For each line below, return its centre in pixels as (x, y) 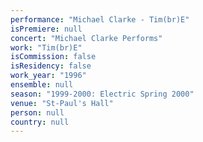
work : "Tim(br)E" (46, 47)
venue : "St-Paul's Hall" (62, 103)
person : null (37, 112)
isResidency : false (51, 66)
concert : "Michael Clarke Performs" (86, 38)
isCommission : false (53, 57)
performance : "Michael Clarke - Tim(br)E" (100, 19)
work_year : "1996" (48, 76)
